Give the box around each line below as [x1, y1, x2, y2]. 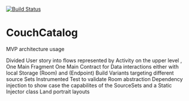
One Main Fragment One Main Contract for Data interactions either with [6, 63, 179, 70]
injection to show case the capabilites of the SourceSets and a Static [6, 82, 172, 89]
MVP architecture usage [6, 45, 65, 52]
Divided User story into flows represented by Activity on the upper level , [6, 56, 182, 64]
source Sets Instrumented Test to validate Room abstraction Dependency [6, 75, 183, 82]
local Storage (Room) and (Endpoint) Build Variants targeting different [6, 69, 174, 76]
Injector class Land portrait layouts [6, 88, 90, 95]
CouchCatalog [6, 26, 78, 39]
